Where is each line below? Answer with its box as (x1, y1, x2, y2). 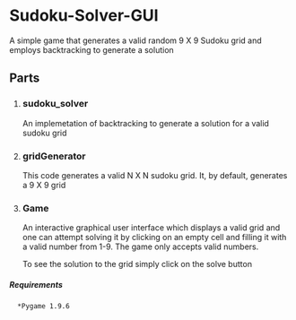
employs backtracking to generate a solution (9, 44, 175, 55)
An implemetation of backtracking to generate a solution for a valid (22, 117, 269, 128)
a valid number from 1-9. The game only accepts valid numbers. (22, 241, 259, 252)
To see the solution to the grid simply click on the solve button (22, 259, 253, 270)
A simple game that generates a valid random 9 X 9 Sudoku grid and (9, 35, 262, 46)
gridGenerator (22, 150, 87, 162)
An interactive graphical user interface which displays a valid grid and (22, 222, 281, 233)
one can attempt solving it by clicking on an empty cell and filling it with (22, 232, 287, 243)
